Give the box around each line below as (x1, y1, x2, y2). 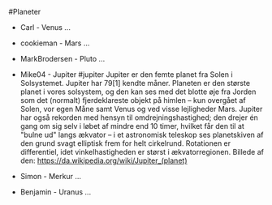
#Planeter (8, 7, 41, 16)
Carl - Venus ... (19, 23, 71, 32)
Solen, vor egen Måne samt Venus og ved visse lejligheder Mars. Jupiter (19, 105, 263, 113)
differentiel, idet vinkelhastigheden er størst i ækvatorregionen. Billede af (19, 147, 264, 156)
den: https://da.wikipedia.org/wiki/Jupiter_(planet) (19, 156, 188, 165)
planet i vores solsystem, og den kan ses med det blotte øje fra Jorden (19, 87, 257, 96)
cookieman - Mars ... (19, 38, 90, 48)
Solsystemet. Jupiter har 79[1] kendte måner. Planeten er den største (19, 79, 250, 88)
